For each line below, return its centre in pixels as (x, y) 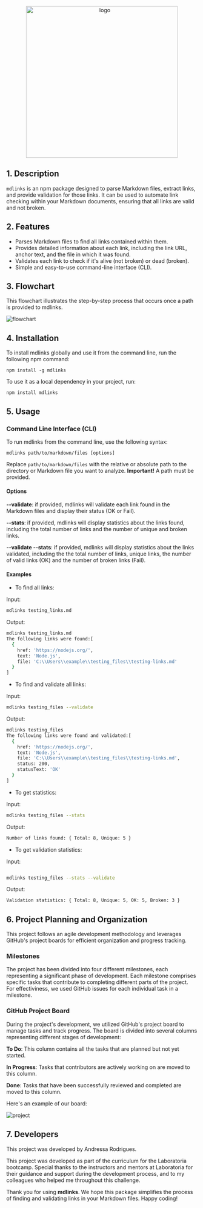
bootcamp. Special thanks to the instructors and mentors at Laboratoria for (100, 1167)
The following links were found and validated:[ (69, 735)
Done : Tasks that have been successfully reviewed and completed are (94, 1085)
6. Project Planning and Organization (77, 919)
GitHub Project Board (38, 1011)
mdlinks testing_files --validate (50, 707)
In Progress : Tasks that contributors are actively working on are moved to (98, 1067)
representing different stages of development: (64, 1037)
